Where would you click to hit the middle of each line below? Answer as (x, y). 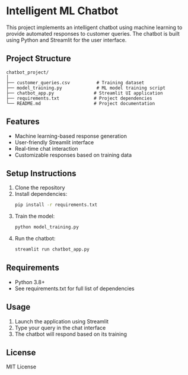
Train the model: (35, 216)
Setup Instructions (41, 173)
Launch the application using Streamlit (61, 321)
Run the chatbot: (35, 239)
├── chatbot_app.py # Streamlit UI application (85, 93)
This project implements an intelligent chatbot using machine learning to (94, 27)
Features (23, 122)
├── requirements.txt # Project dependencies (79, 98)
